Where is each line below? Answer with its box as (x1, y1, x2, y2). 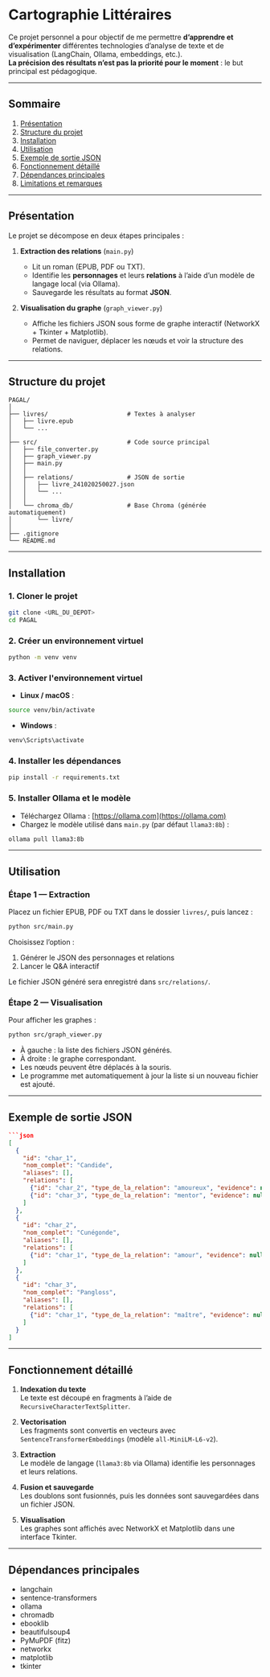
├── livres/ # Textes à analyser (8, 410, 196, 419)
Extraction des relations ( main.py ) (19, 246, 134, 256)
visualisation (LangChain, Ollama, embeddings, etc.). (8, 49, 183, 59)
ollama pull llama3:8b (8, 834, 84, 843)
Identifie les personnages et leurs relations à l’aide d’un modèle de (31, 270, 256, 280)
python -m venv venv (8, 654, 78, 662)
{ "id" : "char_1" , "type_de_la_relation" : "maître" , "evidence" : (29, 1310, 250, 1319)
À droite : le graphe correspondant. (19, 1054, 137, 1064)
